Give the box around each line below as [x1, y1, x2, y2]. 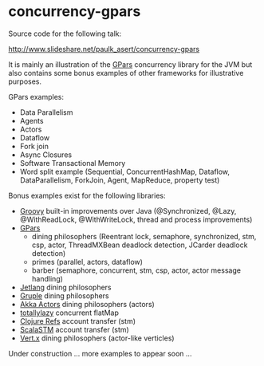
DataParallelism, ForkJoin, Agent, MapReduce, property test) [19, 175, 220, 185]
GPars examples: [8, 92, 65, 101]
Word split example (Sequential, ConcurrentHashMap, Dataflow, [19, 167, 230, 176]
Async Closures [19, 150, 73, 159]
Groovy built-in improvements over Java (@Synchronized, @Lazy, [19, 206, 237, 215]
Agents [19, 116, 44, 125]
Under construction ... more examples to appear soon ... [8, 348, 192, 358]
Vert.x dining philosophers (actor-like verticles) [19, 333, 175, 343]
